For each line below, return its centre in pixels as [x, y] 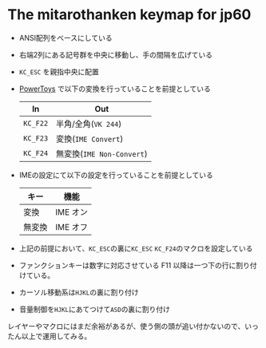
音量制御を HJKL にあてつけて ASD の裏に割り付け [95, 309]
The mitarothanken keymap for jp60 [129, 15]
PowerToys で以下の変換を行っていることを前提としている [115, 89]
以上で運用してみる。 [56, 336]
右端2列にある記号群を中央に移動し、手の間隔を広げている [116, 54]
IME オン [71, 212]
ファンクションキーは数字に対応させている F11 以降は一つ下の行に [127, 265]
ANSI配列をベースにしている [66, 38]
